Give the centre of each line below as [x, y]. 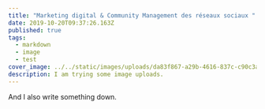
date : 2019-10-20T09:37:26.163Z [61, 23]
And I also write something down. [62, 96]
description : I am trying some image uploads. [86, 74]
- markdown [33, 45]
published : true [35, 30]
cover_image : [30, 67]
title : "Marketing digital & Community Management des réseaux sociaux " [132, 15]
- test [26, 60]
